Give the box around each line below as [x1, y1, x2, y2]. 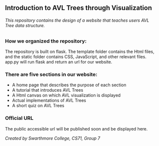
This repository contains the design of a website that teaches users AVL [5, 17, 149, 23]
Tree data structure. [5, 22, 45, 28]
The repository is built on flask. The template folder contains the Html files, [5, 49, 155, 54]
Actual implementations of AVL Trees [12, 97, 86, 103]
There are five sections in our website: [5, 71, 98, 78]
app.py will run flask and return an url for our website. [5, 59, 112, 65]
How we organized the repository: [5, 37, 87, 44]
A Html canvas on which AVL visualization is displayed [12, 92, 121, 98]
